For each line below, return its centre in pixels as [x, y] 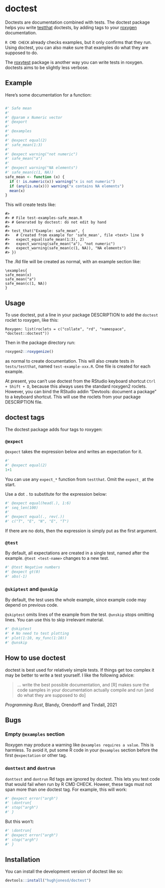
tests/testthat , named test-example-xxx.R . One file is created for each [78, 366]
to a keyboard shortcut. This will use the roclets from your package [73, 397]
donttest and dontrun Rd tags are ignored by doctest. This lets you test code [82, 779]
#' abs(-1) [16, 577]
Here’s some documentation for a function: [48, 95]
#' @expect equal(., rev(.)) [35, 517]
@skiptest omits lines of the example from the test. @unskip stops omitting [80, 615]
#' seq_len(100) [22, 508]
